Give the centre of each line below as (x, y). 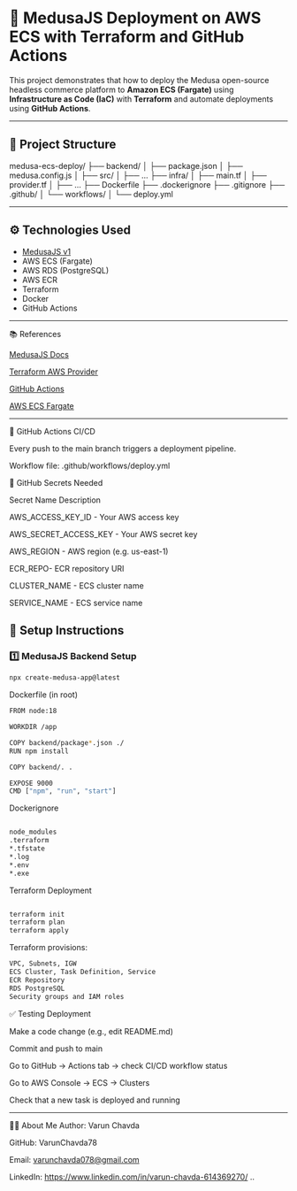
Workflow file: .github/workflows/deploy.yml (90, 465)
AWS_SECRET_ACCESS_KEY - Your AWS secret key (103, 534)
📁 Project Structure (63, 145)
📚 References (35, 334)
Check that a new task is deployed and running (95, 1100)
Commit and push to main (56, 1049)
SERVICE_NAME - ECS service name (76, 603)
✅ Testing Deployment (50, 1013)
